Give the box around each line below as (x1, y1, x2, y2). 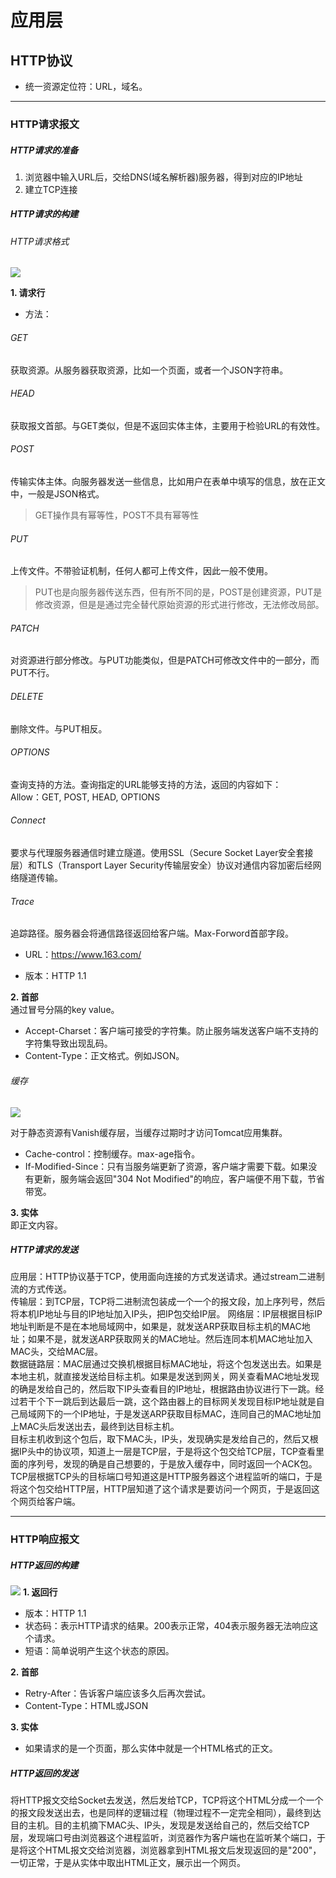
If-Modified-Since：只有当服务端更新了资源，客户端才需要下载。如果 (24, 1160, 309, 1172)
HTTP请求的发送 (10, 1244, 79, 1256)
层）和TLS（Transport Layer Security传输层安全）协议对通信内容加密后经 (10, 859, 313, 871)
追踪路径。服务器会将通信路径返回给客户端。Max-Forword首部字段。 (10, 927, 294, 940)
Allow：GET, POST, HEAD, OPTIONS (10, 791, 161, 803)
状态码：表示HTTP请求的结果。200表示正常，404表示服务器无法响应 (24, 1620, 310, 1632)
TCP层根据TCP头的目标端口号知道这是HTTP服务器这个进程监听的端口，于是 (10, 1471, 323, 1483)
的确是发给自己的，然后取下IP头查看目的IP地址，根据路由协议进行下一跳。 (10, 1383, 316, 1395)
